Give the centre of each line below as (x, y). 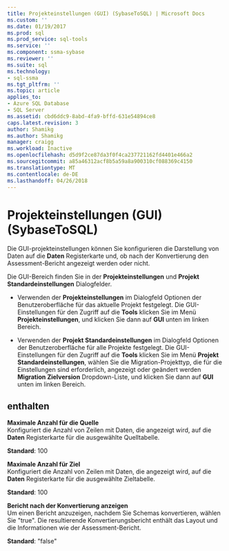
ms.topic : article (33, 91)
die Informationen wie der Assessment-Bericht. (74, 528)
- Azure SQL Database (38, 104)
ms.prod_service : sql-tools (48, 39)
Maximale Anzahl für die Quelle (53, 423)
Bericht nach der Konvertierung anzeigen (68, 506)
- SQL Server (26, 110)
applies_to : (24, 97)
